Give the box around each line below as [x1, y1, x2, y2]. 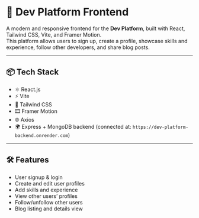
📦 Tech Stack [6, 67, 59, 77]
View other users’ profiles [14, 192, 78, 200]
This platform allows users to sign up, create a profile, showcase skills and [6, 37, 188, 44]
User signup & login [14, 174, 63, 181]
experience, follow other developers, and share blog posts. [6, 44, 150, 51]
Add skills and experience [14, 186, 78, 193]
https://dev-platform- [132, 124, 188, 130]
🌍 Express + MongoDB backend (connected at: [14, 123, 131, 130]
